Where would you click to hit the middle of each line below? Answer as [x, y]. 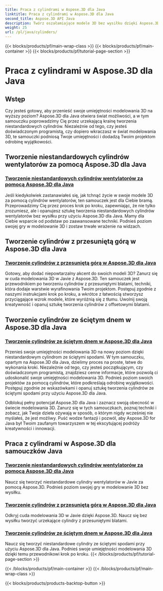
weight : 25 [16, 28]
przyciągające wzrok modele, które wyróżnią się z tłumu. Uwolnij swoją [76, 299]
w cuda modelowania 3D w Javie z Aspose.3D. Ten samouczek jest [72, 279]
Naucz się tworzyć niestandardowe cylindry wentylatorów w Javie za [74, 482]
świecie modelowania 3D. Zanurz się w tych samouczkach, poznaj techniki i [81, 408]
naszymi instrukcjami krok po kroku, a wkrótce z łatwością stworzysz [74, 294]
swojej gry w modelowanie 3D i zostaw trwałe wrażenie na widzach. [73, 226]
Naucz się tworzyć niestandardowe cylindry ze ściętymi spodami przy [75, 544]
